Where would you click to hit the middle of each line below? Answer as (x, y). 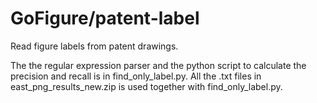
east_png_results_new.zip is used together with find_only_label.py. (146, 86)
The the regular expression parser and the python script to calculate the (158, 65)
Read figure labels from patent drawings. (94, 46)
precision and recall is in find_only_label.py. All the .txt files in (136, 76)
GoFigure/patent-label (105, 18)
